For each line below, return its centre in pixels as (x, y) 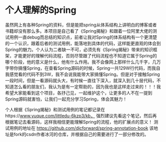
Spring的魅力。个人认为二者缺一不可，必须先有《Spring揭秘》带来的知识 (79, 49)
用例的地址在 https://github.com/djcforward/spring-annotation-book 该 (82, 128)
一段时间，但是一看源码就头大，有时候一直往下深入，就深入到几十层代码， (81, 80)
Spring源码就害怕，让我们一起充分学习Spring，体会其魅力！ (66, 99)
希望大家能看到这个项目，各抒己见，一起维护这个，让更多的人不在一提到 (79, 93)
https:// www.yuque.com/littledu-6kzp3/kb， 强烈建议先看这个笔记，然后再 (81, 116)
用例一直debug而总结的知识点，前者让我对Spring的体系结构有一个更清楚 (83, 37)
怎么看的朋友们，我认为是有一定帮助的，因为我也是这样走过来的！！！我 (87, 87)
